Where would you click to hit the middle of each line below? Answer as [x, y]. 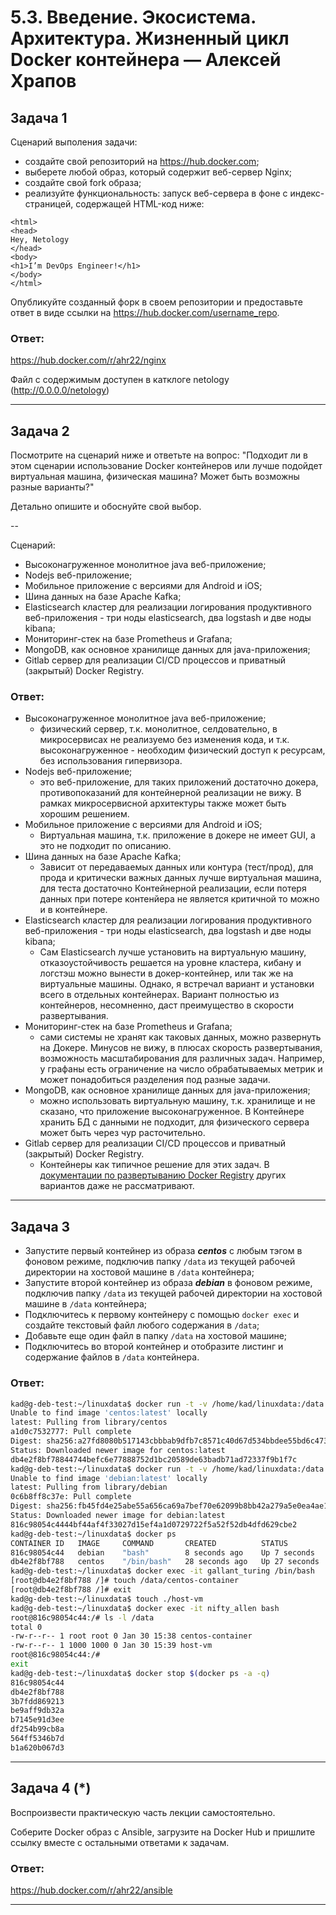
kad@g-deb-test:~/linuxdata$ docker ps [93, 1534]
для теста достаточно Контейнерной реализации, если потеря [173, 888]
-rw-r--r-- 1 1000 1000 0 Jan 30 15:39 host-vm [111, 1646]
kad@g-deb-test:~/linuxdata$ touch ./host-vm [106, 1599]
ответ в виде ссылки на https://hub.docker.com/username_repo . [145, 312]
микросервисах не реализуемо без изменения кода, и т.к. [164, 740]
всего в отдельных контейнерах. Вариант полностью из [159, 995]
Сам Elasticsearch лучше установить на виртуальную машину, [173, 952]
